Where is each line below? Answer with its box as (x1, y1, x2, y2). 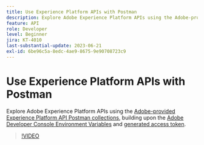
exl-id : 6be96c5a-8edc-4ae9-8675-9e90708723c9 (6, 49, 126, 55)
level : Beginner (6, 32, 47, 38)
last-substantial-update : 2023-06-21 (6, 43, 102, 49)
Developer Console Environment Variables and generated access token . (6, 120, 186, 127)
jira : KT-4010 (6, 37, 42, 43)
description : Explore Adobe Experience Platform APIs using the (6, 15, 172, 21)
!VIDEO (21, 132, 39, 140)
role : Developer (6, 25, 47, 32)
